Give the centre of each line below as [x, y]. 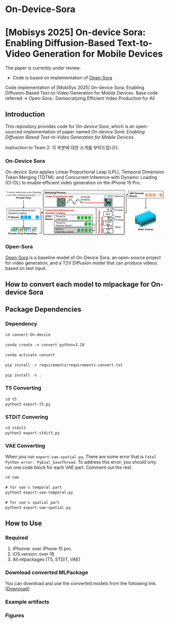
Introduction [25, 114]
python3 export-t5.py [28, 404]
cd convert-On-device [28, 335]
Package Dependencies [43, 309]
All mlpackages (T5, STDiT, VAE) [46, 559]
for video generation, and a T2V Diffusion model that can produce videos [81, 263]
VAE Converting [25, 445]
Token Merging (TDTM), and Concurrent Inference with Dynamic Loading [81, 177]
